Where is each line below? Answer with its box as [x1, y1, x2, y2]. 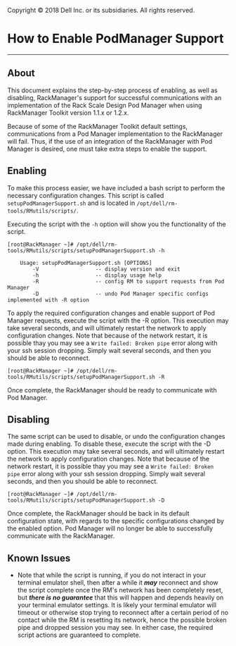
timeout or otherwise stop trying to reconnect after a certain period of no [17, 609, 229, 617]
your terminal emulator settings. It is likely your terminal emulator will [17, 601, 216, 609]
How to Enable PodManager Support [7, 31, 224, 46]
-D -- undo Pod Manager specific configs [32, 290, 209, 297]
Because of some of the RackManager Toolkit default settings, [7, 122, 188, 130]
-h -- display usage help [32, 271, 162, 279]
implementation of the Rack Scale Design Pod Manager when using [7, 101, 202, 109]
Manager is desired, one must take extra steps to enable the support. [7, 144, 207, 153]
